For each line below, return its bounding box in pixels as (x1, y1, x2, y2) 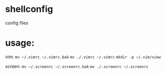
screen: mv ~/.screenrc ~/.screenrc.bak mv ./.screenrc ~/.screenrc (5, 63, 148, 69)
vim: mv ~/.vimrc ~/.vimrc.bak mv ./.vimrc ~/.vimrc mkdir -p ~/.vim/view (5, 54, 161, 60)
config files (5, 20, 28, 26)
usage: (5, 37, 35, 49)
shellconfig (5, 3, 53, 15)
